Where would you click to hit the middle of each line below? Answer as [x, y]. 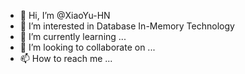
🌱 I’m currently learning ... [73, 36]
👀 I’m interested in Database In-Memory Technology [127, 26]
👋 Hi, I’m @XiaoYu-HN [65, 15]
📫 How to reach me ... [66, 58]
